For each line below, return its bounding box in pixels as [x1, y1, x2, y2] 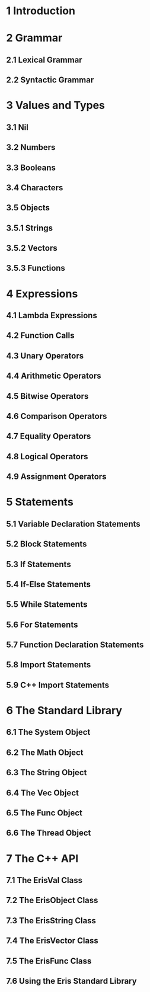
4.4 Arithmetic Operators [6, 371, 101, 381]
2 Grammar [6, 31, 63, 45]
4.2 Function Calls [6, 331, 75, 341]
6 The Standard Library [6, 704, 123, 718]
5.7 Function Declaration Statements [6, 640, 144, 650]
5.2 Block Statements [6, 539, 87, 549]
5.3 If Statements [6, 559, 71, 569]
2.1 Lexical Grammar [6, 55, 82, 65]
